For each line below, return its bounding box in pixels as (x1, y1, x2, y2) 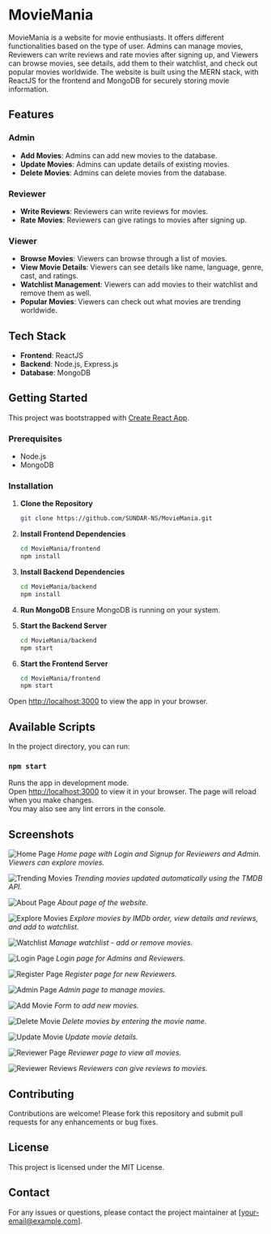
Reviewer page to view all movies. (67, 1048, 182, 1058)
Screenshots (8, 828, 74, 841)
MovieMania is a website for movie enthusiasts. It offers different (8, 32, 225, 42)
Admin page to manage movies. (58, 985, 166, 995)
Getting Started (8, 391, 88, 405)
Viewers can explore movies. (8, 858, 105, 867)
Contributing (8, 1087, 74, 1101)
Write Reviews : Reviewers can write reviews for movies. (19, 206, 209, 216)
